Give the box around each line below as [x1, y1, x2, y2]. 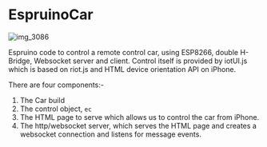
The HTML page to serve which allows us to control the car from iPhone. [19, 112, 260, 121]
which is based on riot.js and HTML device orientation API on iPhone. [8, 64, 237, 73]
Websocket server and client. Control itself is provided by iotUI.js [34, 56, 248, 66]
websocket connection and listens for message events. [19, 129, 202, 139]
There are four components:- [8, 80, 104, 89]
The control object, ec [19, 104, 92, 113]
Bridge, [8, 56, 33, 66]
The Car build [19, 95, 66, 105]
